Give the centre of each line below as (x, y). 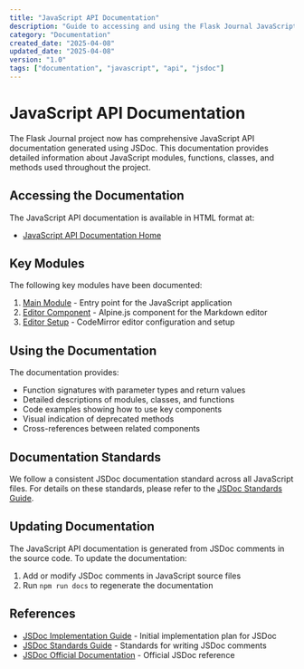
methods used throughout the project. (80, 167)
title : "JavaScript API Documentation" (85, 18)
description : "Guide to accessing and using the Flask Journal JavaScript (153, 26)
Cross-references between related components (111, 429)
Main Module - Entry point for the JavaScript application (127, 303)
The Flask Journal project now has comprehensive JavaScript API (132, 138)
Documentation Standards (85, 457)
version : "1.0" (38, 60)
